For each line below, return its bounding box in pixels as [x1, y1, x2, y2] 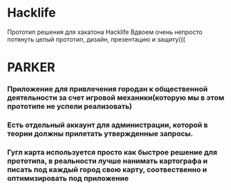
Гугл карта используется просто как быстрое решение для [7, 147, 218, 157]
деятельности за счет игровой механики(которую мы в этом [7, 93, 225, 103]
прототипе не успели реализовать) [7, 102, 133, 112]
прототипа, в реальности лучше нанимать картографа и [7, 156, 208, 166]
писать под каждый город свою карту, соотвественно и [7, 164, 207, 174]
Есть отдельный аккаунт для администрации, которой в [7, 120, 208, 130]
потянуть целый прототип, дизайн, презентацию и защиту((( [7, 35, 185, 43]
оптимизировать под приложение [7, 173, 129, 183]
